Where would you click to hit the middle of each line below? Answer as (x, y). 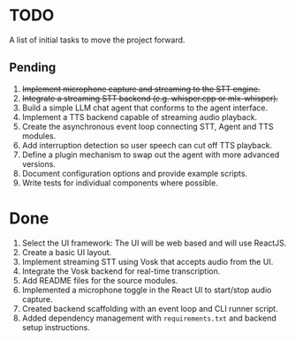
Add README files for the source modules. (100, 280)
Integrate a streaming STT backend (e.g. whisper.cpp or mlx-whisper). (150, 98)
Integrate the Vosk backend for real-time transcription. (121, 271)
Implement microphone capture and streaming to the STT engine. (141, 88)
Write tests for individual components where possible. (120, 183)
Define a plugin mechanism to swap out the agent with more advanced (151, 155)
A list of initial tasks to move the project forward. (97, 40)
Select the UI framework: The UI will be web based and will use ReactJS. (154, 243)
